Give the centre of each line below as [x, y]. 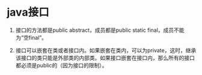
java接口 [28, 12]
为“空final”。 [31, 37]
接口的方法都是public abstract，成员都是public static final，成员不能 [100, 30]
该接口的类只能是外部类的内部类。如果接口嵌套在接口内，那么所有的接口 [105, 58]
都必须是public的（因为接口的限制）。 [61, 65]
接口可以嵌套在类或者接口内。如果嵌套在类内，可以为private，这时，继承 [106, 50]
